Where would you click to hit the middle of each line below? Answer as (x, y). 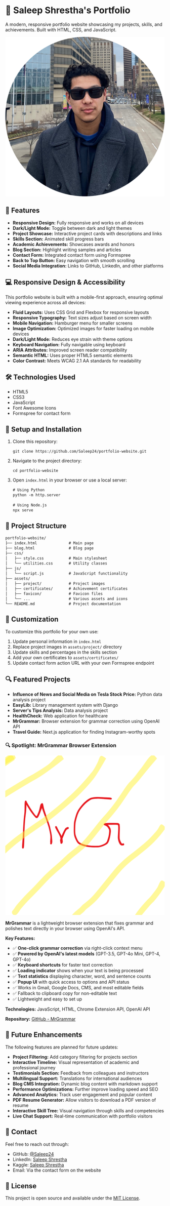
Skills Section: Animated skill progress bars (58, 239)
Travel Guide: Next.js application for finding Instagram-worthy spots (84, 732)
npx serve (23, 510)
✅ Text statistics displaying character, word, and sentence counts (82, 976)
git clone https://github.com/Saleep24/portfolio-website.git (79, 452)
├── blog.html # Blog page (50, 548)
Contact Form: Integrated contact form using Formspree (72, 255)
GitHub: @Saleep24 (33, 1154)
